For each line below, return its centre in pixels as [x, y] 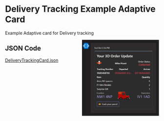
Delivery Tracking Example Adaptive [80, 9]
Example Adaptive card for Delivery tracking [50, 33]
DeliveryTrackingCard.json [32, 60]
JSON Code [23, 48]
